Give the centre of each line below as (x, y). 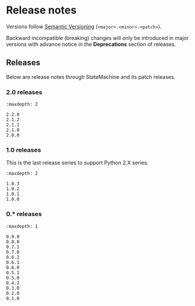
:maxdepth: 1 (22, 226)
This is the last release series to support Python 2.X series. (77, 163)
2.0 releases (24, 92)
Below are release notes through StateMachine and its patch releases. (91, 76)
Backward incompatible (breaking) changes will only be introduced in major (97, 38)
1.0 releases (23, 149)
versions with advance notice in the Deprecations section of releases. (91, 44)
